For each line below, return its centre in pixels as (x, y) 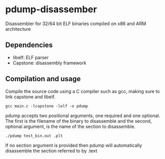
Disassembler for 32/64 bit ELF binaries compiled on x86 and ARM (76, 24)
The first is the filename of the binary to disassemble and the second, (79, 121)
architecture (18, 29)
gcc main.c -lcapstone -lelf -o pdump (47, 106)
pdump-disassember (51, 9)
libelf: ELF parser (31, 57)
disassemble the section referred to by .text (51, 151)
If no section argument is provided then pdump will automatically (74, 145)
